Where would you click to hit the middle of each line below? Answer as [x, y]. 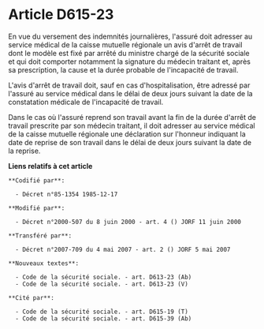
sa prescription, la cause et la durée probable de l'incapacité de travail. [123, 69]
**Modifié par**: [37, 208]
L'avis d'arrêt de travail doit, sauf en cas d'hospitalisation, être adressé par [129, 85]
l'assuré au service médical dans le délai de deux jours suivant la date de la [131, 93]
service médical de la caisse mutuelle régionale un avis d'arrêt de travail [125, 44]
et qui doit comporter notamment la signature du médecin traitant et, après [129, 62]
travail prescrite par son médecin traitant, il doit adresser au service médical [132, 125]
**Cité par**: [32, 297]
